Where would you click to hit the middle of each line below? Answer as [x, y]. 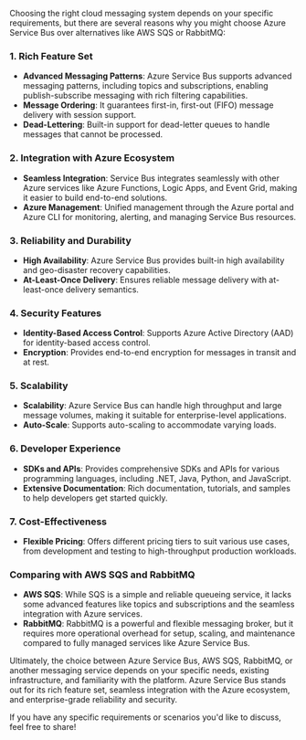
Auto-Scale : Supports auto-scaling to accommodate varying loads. [149, 425]
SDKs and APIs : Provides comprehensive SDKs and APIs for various [151, 469]
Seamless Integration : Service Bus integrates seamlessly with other [151, 178]
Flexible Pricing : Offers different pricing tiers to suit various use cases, [156, 542]
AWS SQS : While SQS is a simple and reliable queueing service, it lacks [157, 595]
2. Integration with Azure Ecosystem [92, 158]
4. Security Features [56, 312]
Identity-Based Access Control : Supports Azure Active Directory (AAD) [158, 333]
